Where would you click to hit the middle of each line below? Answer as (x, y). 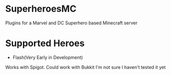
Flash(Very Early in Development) (48, 57)
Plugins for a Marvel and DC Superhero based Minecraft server (72, 23)
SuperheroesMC (41, 9)
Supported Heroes (45, 43)
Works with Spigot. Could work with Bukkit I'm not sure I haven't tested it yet (85, 67)
